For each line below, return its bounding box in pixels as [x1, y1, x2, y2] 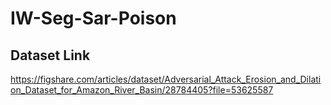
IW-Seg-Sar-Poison [10, 7, 177, 30]
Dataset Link [10, 47, 91, 64]
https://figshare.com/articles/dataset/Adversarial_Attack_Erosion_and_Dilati [10, 73, 322, 85]
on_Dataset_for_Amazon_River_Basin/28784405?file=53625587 [10, 84, 274, 96]
